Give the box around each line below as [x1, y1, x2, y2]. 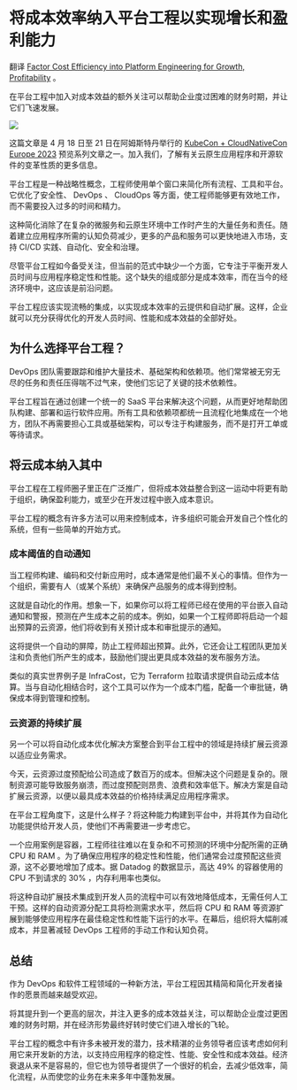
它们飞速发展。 [9, 102, 64, 112]
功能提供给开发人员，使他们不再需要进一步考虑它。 [9, 821, 195, 831]
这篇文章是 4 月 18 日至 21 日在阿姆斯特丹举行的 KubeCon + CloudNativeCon [9, 137, 288, 148]
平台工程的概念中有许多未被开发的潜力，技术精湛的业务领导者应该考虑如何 [9, 1038, 280, 1048]
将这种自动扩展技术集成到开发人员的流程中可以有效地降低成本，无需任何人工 [9, 892, 288, 902]
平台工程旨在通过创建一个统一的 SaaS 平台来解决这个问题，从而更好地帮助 [9, 396, 280, 406]
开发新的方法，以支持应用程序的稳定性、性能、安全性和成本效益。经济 [32, 1048, 288, 1059]
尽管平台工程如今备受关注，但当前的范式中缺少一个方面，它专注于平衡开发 [9, 260, 280, 271]
